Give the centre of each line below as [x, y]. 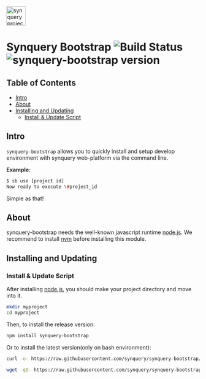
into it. [14, 296]
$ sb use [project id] [35, 181]
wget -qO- [19, 370]
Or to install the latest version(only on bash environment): [79, 347]
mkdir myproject [27, 307]
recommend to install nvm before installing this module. [76, 239]
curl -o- [17, 359]
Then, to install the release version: [51, 324]
